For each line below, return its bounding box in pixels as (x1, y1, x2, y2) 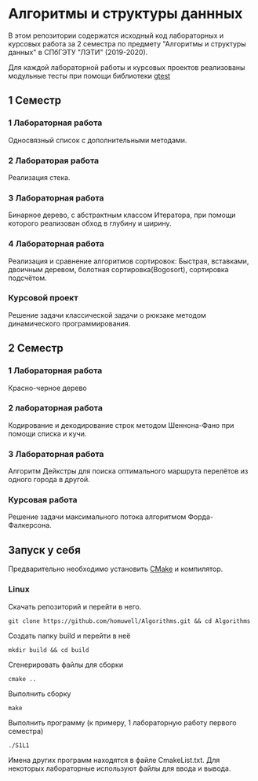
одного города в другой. (8, 475, 90, 484)
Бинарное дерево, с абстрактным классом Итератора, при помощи (8, 210, 236, 220)
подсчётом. (8, 273, 47, 282)
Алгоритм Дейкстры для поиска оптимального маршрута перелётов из (8, 466, 249, 476)
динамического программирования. (8, 319, 131, 328)
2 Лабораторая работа (8, 155, 100, 166)
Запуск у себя (8, 543, 81, 557)
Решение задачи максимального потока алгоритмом (8, 512, 187, 521)
